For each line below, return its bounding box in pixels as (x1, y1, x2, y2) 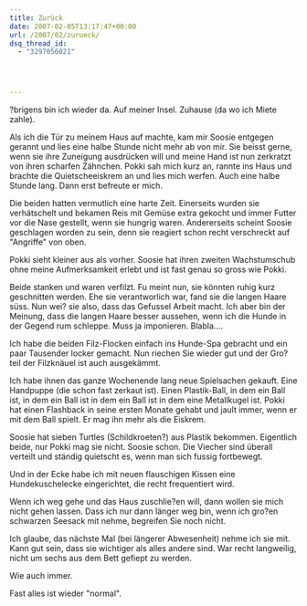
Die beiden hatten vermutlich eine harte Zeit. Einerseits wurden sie (9, 198, 260, 209)
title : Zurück (9, 13, 64, 23)
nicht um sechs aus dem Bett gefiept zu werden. (9, 553, 192, 564)
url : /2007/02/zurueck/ (9, 30, 101, 39)
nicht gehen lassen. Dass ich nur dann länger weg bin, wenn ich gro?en (9, 506, 279, 517)
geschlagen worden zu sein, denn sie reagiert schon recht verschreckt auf (9, 227, 291, 238)
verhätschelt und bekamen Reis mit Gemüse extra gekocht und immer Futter (9, 207, 297, 219)
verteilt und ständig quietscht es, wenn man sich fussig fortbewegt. (9, 451, 263, 462)
